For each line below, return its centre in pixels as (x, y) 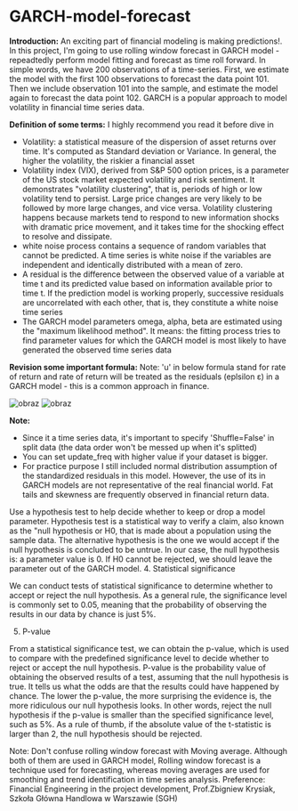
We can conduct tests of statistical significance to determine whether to (141, 586)
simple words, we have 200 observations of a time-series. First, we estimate (149, 69)
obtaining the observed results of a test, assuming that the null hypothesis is (149, 677)
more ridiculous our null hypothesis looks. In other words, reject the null (141, 705)
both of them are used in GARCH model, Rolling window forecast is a (135, 760)
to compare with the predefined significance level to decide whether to (139, 658)
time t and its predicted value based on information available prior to (147, 283)
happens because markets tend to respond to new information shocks (151, 217)
